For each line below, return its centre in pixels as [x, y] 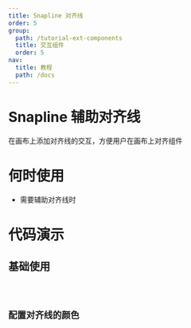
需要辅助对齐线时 [48, 200]
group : [19, 30]
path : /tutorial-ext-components [69, 38]
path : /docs [35, 75]
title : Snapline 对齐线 [46, 16]
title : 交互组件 [40, 45]
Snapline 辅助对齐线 [74, 117]
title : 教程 [34, 68]
